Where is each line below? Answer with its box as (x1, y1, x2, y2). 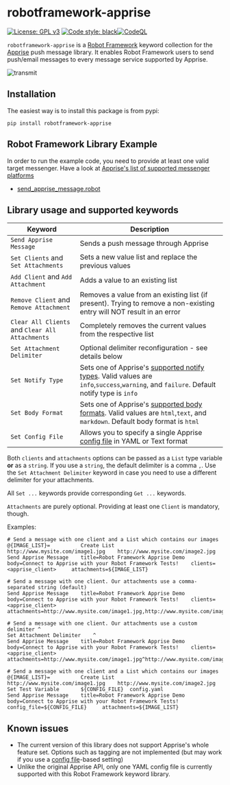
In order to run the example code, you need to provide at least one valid (7, 156, 209, 165)
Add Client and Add (10, 272, 73, 282)
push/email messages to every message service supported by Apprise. (7, 55, 208, 63)
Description (129, 225, 170, 234)
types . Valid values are (79, 371, 153, 381)
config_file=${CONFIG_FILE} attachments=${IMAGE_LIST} (7, 704, 179, 711)
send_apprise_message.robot (16, 184, 101, 192)
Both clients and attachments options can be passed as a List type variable (7, 454, 223, 462)
